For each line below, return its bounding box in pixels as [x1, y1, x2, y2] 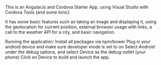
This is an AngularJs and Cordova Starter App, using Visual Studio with [5, 4, 149, 10]
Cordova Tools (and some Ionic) [5, 9, 70, 15]
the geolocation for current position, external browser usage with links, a [5, 24, 152, 30]
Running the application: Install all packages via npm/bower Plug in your [5, 39, 151, 44]
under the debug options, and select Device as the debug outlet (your [5, 49, 146, 55]
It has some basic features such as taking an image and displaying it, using [5, 19, 157, 24]
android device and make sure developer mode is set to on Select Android [5, 44, 155, 49]
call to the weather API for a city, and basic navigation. [5, 29, 115, 35]
